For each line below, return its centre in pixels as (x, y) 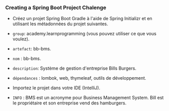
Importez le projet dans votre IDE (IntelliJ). (56, 88)
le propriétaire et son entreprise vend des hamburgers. (69, 103)
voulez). (21, 39)
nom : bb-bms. (27, 59)
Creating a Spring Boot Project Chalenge (56, 8)
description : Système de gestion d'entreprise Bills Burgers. (74, 68)
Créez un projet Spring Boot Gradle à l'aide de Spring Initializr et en (82, 19)
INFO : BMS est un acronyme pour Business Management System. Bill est (88, 98)
